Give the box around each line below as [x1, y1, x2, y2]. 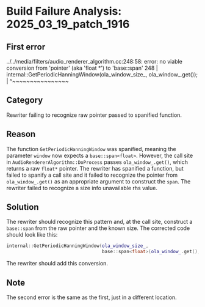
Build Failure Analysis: [6, 4, 122, 18]
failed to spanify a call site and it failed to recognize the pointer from [6, 171, 178, 179]
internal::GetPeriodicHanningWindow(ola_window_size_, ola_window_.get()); [6, 71, 198, 78]
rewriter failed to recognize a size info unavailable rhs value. [6, 184, 157, 191]
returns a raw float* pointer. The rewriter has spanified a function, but [6, 165, 184, 172]
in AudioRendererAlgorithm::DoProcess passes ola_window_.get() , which [6, 158, 188, 166]
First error [6, 42, 46, 52]
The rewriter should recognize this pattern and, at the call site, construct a [6, 218, 193, 226]
